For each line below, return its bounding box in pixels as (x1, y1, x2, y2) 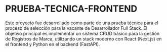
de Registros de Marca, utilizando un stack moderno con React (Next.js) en (5, 36, 162, 42)
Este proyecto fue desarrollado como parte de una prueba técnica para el (5, 20, 158, 26)
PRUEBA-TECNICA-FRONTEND (5, 3, 138, 15)
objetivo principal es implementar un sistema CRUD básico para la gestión (5, 30, 160, 36)
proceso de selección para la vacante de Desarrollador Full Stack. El (5, 25, 148, 31)
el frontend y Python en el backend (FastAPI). (5, 41, 100, 47)
